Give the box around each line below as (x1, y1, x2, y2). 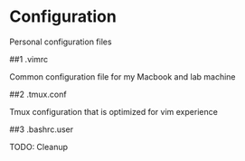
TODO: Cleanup (9, 141, 69, 152)
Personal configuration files (9, 36, 112, 47)
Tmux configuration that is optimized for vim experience (9, 106, 219, 117)
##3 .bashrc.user (9, 124, 74, 135)
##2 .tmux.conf (9, 89, 67, 99)
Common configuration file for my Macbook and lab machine (9, 71, 236, 82)
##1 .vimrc (9, 53, 48, 64)
